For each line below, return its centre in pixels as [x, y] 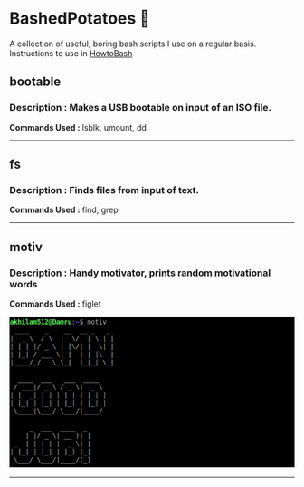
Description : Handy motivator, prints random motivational [140, 273]
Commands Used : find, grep [64, 210]
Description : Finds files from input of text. [104, 190]
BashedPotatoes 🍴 [80, 19]
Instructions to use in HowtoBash [71, 53]
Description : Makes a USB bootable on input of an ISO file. [140, 108]
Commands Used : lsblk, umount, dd [78, 127]
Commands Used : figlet [55, 304]
